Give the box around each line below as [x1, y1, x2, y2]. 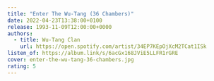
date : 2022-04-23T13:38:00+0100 [7, 17, 102, 24]
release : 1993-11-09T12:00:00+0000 [7, 23, 112, 30]
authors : [7, 30, 33, 37]
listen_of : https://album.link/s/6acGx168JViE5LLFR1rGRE [7, 50, 179, 57]
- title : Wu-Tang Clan [13, 37, 81, 44]
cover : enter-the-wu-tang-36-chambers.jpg [7, 56, 134, 63]
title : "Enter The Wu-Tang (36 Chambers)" [7, 10, 134, 18]
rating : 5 [7, 63, 37, 70]
